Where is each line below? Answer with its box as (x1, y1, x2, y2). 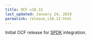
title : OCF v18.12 (5, 7, 43, 12)
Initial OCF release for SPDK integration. (5, 30, 87, 36)
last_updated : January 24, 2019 (5, 12, 72, 17)
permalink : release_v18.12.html (5, 16, 72, 21)
